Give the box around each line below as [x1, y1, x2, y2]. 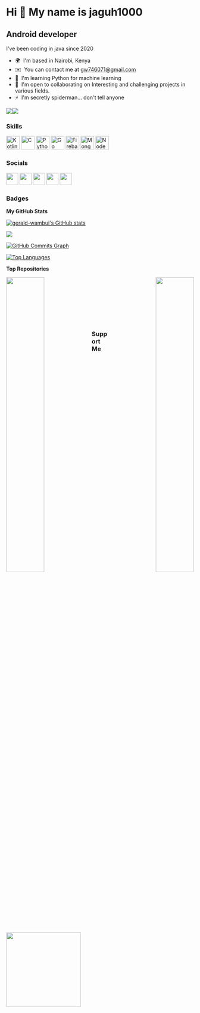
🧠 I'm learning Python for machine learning [14, 75, 122, 81]
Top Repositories [6, 265, 49, 272]
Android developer [6, 29, 77, 39]
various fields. [14, 87, 50, 94]
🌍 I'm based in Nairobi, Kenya [14, 57, 91, 64]
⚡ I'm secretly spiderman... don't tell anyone [14, 94, 125, 101]
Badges [6, 194, 29, 202]
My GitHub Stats [6, 207, 48, 214]
